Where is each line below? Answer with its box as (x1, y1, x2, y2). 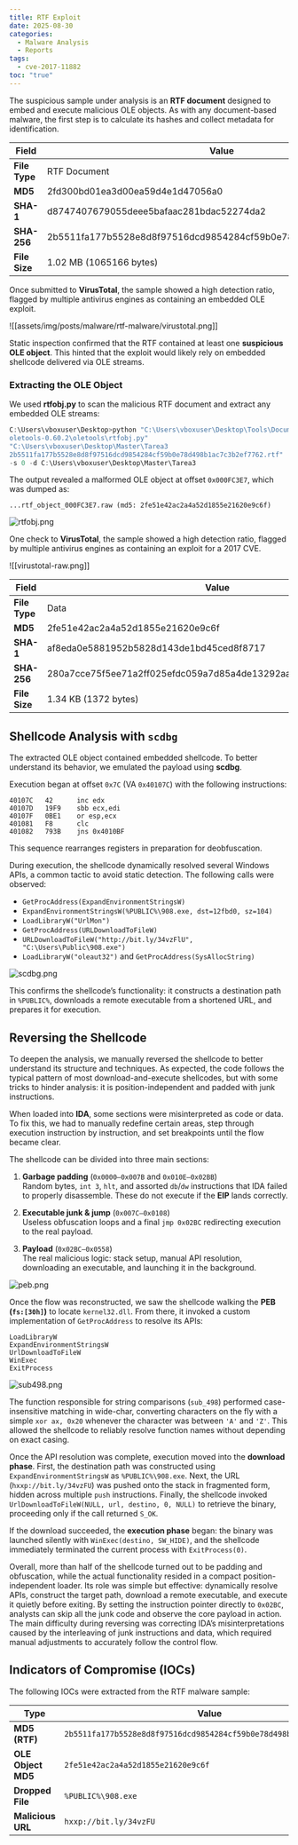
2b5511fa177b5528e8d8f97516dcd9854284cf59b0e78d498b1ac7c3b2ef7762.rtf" (9, 450, 284, 459)
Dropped (13, 1784, 51, 1796)
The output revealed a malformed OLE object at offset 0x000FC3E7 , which (9, 474, 275, 485)
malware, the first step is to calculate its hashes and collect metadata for (9, 114, 275, 124)
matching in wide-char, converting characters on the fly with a (50, 1406, 278, 1417)
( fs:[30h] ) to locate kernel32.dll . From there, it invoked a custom (9, 1306, 251, 1317)
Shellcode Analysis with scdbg (9, 729, 178, 744)
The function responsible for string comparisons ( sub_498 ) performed (9, 1397, 263, 1407)
